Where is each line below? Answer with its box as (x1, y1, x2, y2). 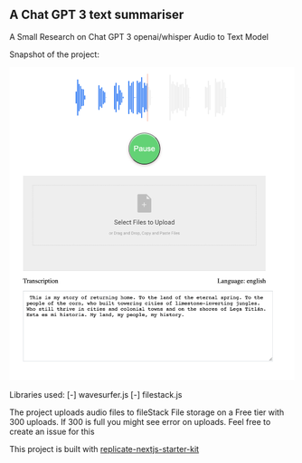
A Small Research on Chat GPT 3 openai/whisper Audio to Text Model (9, 31, 269, 42)
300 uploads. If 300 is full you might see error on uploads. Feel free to (9, 416, 271, 427)
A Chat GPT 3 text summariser (9, 7, 184, 23)
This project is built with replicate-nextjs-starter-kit (9, 443, 200, 454)
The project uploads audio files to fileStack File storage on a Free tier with (9, 407, 285, 418)
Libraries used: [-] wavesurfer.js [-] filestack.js (9, 389, 183, 400)
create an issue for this (9, 426, 95, 437)
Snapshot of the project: (9, 49, 99, 60)
